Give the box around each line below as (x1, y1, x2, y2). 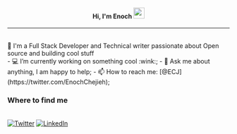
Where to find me (7, 95, 68, 105)
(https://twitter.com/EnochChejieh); (7, 78, 111, 86)
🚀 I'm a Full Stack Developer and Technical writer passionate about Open (7, 42, 219, 50)
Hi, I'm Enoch (92, 12, 133, 20)
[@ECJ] (159, 68, 182, 76)
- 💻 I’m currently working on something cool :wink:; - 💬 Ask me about (7, 57, 210, 66)
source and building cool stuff (7, 49, 95, 58)
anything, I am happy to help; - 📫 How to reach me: (7, 68, 158, 76)
